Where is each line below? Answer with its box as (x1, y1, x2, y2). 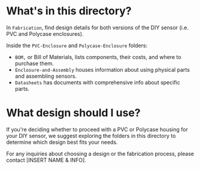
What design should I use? (6, 106, 141, 120)
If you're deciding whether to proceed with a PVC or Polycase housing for (6, 125, 189, 133)
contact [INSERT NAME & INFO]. (6, 156, 87, 164)
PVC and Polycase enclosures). (6, 30, 84, 37)
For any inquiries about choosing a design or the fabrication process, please (6, 150, 195, 157)
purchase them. (14, 60, 54, 67)
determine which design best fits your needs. (6, 139, 118, 146)
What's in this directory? (6, 4, 132, 18)
